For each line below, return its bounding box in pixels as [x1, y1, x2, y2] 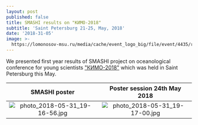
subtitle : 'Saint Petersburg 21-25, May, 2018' [6, 25, 126, 31]
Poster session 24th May [109, 84, 181, 92]
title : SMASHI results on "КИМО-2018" [6, 19, 101, 25]
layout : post [6, 8, 38, 15]
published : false [6, 14, 49, 20]
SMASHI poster [30, 88, 75, 96]
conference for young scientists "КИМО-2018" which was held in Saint [6, 64, 178, 71]
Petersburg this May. [6, 70, 57, 77]
